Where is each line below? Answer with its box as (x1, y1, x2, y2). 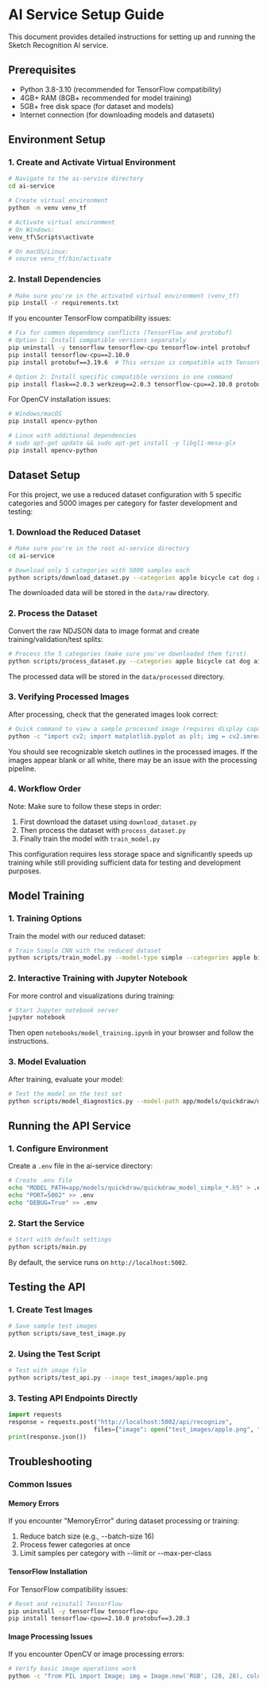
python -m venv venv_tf (8, 204, 87, 212)
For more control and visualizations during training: (8, 990, 175, 1000)
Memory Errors (8, 1498, 60, 1508)
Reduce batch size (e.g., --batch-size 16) (19, 1531, 155, 1541)
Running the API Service (8, 1119, 131, 1133)
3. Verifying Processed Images (8, 691, 130, 702)
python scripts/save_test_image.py (8, 1330, 126, 1338)
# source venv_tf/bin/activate (8, 255, 112, 263)
